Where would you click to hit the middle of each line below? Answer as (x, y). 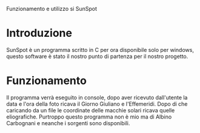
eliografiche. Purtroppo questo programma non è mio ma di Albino (89, 117)
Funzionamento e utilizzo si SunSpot (52, 9)
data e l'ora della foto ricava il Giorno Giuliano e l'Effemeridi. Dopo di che (97, 104)
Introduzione (39, 33)
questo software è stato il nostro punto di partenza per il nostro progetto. (97, 56)
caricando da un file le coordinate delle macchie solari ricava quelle (91, 110)
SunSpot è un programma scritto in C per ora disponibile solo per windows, (100, 50)
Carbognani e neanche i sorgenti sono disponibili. (68, 123)
